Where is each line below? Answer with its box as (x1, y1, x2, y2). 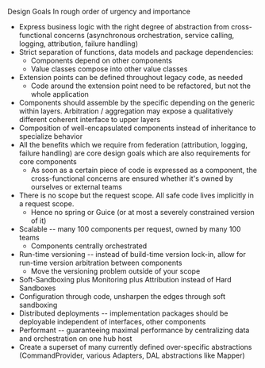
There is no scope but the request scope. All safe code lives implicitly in (18, 190, 255, 200)
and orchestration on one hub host (18, 334, 132, 343)
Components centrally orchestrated (30, 241, 148, 251)
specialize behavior (18, 132, 83, 141)
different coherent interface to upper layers (18, 115, 160, 124)
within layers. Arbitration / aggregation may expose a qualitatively (18, 106, 233, 116)
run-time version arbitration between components (18, 258, 182, 267)
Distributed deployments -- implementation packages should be (18, 309, 229, 318)
